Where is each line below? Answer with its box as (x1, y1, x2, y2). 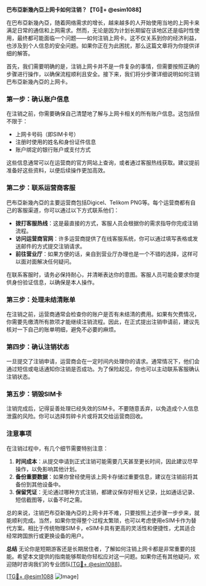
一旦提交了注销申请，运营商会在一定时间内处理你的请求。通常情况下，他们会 (6, 358, 200, 365)
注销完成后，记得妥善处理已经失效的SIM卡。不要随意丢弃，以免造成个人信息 (6, 405, 199, 412)
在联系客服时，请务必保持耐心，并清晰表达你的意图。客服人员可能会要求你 (6, 271, 194, 278)
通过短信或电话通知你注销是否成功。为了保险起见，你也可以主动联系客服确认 (6, 365, 200, 373)
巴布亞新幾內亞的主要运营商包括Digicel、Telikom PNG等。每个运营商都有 (6, 199, 191, 206)
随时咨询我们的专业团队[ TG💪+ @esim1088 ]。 (11, 560, 126, 568)
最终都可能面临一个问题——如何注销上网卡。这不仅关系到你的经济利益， (17, 34, 200, 42)
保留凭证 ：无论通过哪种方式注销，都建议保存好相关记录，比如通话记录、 (15, 488, 198, 496)
